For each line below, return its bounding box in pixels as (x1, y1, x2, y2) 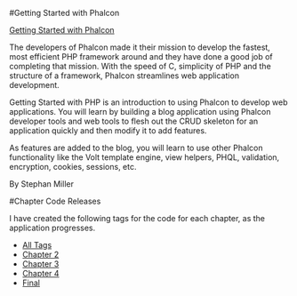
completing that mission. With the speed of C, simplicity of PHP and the (9, 61, 271, 71)
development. (9, 80, 60, 90)
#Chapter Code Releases (9, 196, 101, 206)
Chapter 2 (21, 249, 60, 260)
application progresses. (9, 222, 96, 233)
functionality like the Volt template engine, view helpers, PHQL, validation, (9, 152, 280, 163)
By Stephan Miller (9, 179, 74, 189)
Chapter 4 (21, 268, 60, 278)
